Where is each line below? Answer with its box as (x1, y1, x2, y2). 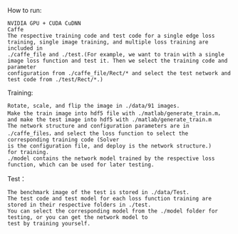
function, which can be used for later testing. (7, 161, 155, 168)
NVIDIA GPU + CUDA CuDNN (7, 20, 81, 27)
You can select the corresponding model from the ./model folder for (7, 208, 219, 215)
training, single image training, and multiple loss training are (7, 39, 209, 46)
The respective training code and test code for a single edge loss (7, 32, 215, 39)
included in (7, 45, 43, 52)
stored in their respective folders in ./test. (7, 201, 152, 208)
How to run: (7, 6, 42, 14)
